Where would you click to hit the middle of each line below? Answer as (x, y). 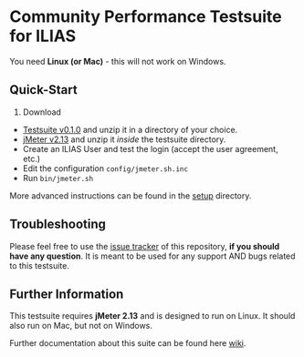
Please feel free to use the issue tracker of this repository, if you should (145, 246)
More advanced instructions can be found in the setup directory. (131, 195)
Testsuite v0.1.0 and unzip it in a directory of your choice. (130, 129)
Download (42, 112)
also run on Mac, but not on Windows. (81, 326)
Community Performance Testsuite (146, 17)
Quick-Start (43, 90)
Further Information (67, 294)
